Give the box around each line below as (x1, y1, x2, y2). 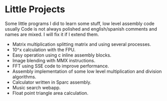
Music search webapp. (12, 84, 61, 90)
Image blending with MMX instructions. (12, 57, 96, 63)
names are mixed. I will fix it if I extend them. (5, 31, 99, 37)
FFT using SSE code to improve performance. (12, 63, 109, 69)
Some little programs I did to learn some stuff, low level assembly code (5, 20, 155, 27)
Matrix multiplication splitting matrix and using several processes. (12, 41, 151, 47)
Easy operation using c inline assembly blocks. (12, 52, 112, 58)
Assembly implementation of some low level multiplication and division (12, 68, 162, 74)
